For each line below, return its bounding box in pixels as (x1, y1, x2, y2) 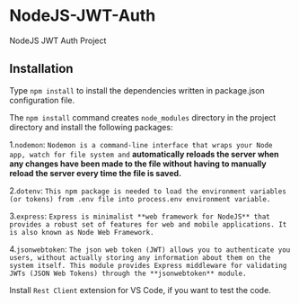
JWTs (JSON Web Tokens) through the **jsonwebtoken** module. (9, 269, 247, 278)
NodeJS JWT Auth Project (9, 35, 107, 46)
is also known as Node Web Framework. (9, 228, 154, 237)
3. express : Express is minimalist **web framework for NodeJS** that (9, 210, 271, 221)
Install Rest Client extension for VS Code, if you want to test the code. (9, 284, 271, 295)
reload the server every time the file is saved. (9, 167, 182, 178)
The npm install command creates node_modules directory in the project (9, 112, 277, 122)
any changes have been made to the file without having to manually (9, 158, 267, 169)
